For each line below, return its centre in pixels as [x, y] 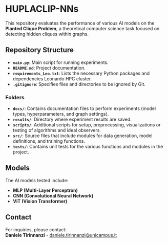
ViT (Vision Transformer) [40, 201]
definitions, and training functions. [49, 141]
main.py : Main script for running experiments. [60, 62]
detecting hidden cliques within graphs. [47, 34]
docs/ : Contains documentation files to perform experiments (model [84, 108]
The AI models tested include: [37, 180]
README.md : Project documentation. [49, 68]
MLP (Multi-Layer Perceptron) [45, 190]
